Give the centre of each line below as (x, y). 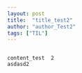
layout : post (26, 14)
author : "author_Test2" (42, 26)
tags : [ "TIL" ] (28, 33)
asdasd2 (18, 64)
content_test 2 (31, 58)
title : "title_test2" (40, 20)
